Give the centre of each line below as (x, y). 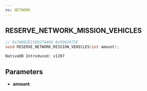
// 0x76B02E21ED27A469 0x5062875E (42, 42)
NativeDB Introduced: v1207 (35, 56)
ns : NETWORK (18, 10)
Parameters (24, 72)
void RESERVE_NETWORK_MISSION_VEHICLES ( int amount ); (62, 47)
